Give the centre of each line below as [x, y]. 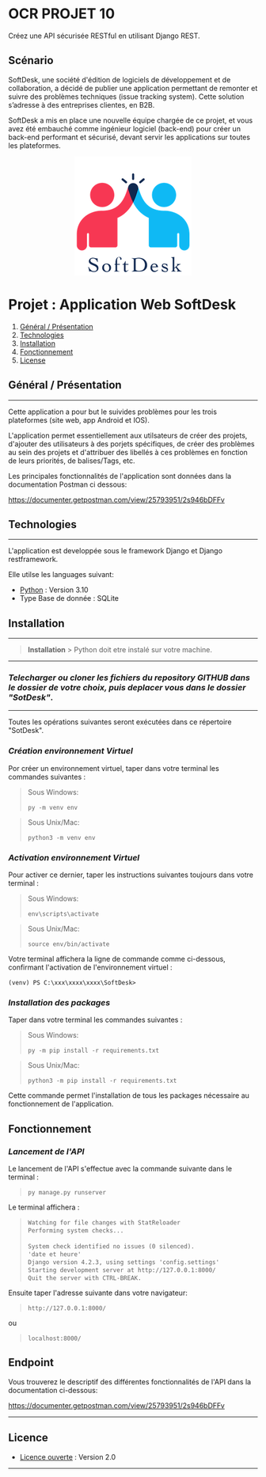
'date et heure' [54, 1255]
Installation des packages [59, 1002]
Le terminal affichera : [44, 1207]
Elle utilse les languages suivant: [61, 575]
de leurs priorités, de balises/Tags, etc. [72, 461]
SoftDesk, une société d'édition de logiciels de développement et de [120, 79]
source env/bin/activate [68, 944]
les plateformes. [34, 145]
